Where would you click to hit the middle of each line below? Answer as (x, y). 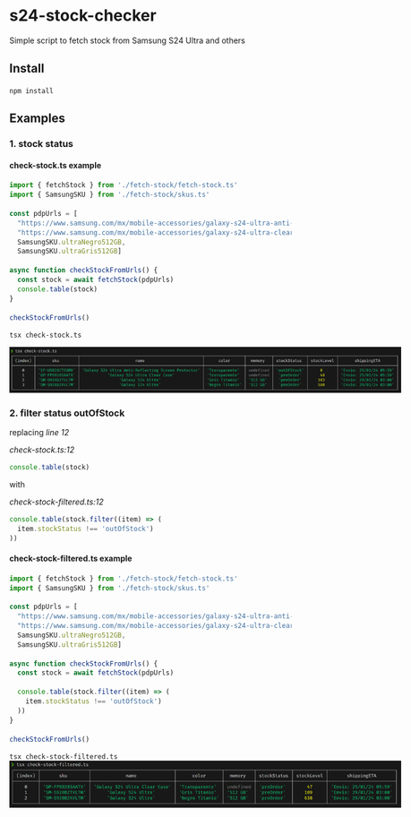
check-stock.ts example (56, 165)
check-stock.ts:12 (42, 450)
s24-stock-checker (83, 16)
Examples (37, 119)
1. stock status (41, 144)
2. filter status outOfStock (67, 413)
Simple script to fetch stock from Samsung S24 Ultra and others (128, 40)
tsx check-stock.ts (46, 335)
